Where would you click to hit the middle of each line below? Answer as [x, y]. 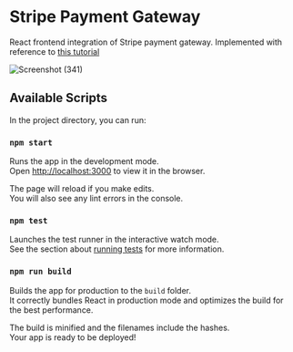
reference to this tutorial [55, 51]
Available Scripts [58, 98]
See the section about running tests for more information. [117, 249]
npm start [31, 142]
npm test [29, 220]
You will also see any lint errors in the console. [96, 199]
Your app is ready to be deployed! [73, 337]
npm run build [40, 272]
